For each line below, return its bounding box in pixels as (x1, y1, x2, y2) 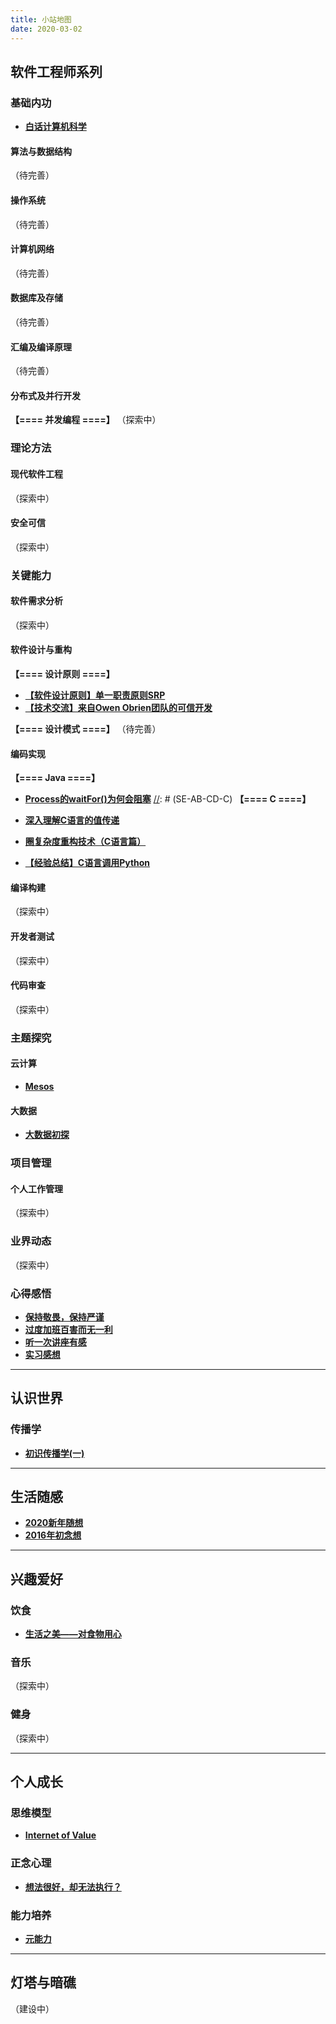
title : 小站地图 (10, 14, 72, 25)
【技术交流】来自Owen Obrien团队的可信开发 (24, 702, 213, 714)
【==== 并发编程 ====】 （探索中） (10, 414, 162, 426)
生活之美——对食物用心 (24, 1628, 122, 1640)
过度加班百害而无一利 (24, 1323, 113, 1335)
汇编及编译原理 (10, 341, 72, 353)
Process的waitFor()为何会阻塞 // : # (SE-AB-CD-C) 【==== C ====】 (24, 793, 312, 805)
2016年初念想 (24, 1529, 82, 1541)
